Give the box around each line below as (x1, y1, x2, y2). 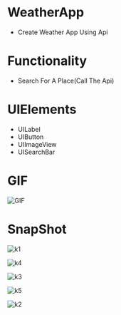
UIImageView (17, 140, 57, 148)
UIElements (7, 101, 77, 118)
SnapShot (7, 221, 67, 237)
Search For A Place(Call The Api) (17, 76, 115, 85)
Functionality (7, 53, 88, 69)
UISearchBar (17, 148, 56, 156)
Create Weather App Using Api (17, 28, 108, 36)
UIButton (17, 133, 44, 141)
